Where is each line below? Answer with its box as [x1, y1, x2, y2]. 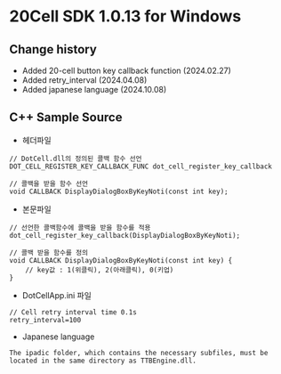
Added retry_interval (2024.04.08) [21, 75, 148, 85]
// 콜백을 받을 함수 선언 [9, 179, 89, 188]
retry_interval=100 [9, 315, 82, 324]
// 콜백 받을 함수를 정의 [9, 248, 89, 257]
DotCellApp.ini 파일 [21, 289, 92, 300]
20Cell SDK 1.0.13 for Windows [9, 6, 242, 27]
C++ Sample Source [9, 110, 123, 126]
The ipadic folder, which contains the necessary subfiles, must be [9, 348, 269, 357]
